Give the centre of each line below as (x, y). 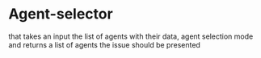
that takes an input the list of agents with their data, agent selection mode (131, 36)
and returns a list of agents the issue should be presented (104, 44)
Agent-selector (61, 14)
